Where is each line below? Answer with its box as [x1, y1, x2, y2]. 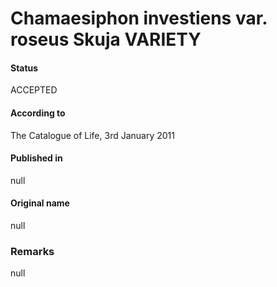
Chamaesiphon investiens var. [10, 7, 268, 30]
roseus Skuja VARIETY [10, 28, 202, 51]
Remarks [10, 244, 55, 258]
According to [10, 107, 66, 119]
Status [10, 62, 39, 74]
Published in [10, 152, 63, 164]
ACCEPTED [10, 84, 58, 96]
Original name [10, 197, 70, 209]
